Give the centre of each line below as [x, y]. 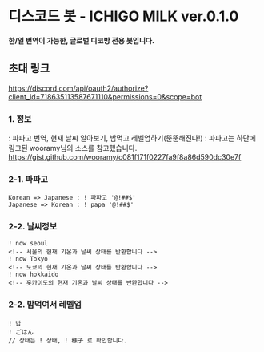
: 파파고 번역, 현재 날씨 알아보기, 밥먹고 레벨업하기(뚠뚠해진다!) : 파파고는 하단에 [132, 138]
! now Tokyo [28, 259]
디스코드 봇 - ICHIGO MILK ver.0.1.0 [124, 16]
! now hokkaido [34, 275]
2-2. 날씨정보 [33, 227]
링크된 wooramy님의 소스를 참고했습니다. [73, 148]
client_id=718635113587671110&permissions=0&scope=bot [105, 96]
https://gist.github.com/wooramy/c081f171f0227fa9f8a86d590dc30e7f [125, 156]
